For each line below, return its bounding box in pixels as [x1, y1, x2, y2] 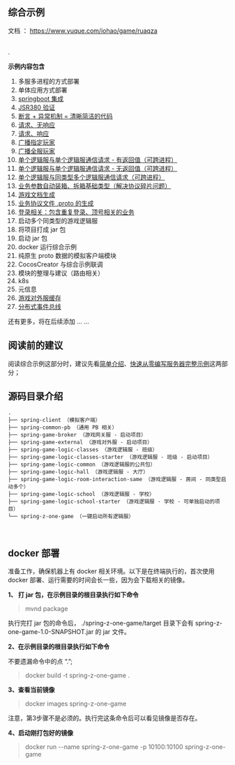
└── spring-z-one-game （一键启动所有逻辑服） [8, 513, 135, 520]
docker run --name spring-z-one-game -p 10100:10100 [24, 743, 183, 751]
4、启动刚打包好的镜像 [8, 729, 74, 737]
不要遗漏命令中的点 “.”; [8, 658, 73, 666]
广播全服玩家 [17, 146, 55, 155]
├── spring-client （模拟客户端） [8, 417, 101, 424]
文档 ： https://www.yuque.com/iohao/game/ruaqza [8, 26, 158, 35]
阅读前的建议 [8, 340, 63, 351]
